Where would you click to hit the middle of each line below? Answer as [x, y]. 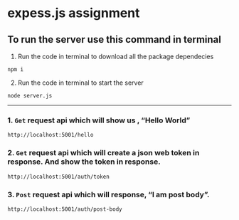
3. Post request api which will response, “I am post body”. [108, 194]
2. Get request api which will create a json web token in [103, 153]
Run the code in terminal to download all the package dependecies [116, 56]
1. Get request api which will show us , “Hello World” [99, 120]
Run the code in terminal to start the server [80, 83]
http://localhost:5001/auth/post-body [65, 209]
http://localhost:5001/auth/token [59, 177]
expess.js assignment [74, 13]
